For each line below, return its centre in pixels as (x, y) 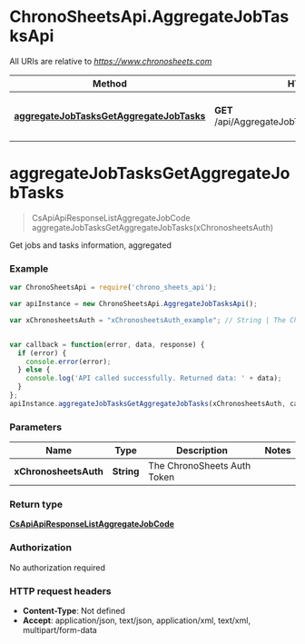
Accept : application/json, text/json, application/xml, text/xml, (137, 620)
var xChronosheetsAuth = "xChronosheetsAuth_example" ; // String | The (148, 320)
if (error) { (42, 353)
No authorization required (58, 567)
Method (109, 84)
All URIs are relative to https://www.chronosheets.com (111, 61)
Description (202, 451)
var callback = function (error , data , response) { (107, 344)
